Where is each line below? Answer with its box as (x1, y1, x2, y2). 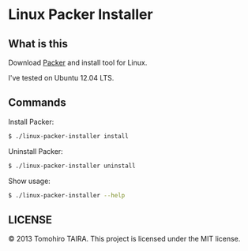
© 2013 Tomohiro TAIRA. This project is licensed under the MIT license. (8, 234, 241, 244)
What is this (8, 37, 69, 51)
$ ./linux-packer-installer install (8, 132, 129, 140)
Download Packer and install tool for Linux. (8, 58, 148, 67)
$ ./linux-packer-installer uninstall (8, 162, 136, 170)
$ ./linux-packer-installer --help (8, 191, 126, 199)
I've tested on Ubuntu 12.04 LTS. (8, 73, 115, 82)
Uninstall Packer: (8, 146, 63, 155)
